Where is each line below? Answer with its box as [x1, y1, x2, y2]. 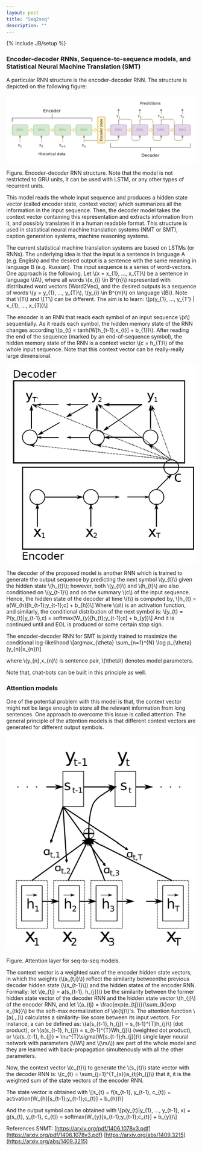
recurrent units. [6, 182, 45, 189]
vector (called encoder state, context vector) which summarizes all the [6, 200, 182, 207]
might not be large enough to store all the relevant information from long [6, 704, 186, 712]
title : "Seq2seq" [6, 16, 50, 22]
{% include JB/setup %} [6, 40, 66, 47]
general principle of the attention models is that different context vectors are [6, 717, 196, 724]
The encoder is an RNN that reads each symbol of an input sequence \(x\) [6, 313, 191, 320]
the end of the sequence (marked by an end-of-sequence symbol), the [6, 332, 183, 340]
